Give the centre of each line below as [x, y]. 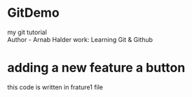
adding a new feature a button [96, 68]
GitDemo [33, 13]
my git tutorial [27, 32]
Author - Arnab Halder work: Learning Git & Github [80, 39]
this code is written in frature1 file [55, 87]
